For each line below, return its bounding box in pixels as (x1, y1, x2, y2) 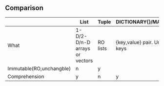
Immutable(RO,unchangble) (7, 65, 71, 72)
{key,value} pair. (115, 39, 153, 45)
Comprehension (7, 73, 44, 80)
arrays (75, 45, 90, 52)
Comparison (5, 4, 44, 12)
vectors (75, 57, 93, 64)
